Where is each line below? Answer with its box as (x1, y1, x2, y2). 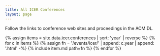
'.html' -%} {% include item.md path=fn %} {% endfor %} (5, 45, 122, 51)
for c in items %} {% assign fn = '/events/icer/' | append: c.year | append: (5, 40, 154, 46)
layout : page (5, 12, 32, 17)
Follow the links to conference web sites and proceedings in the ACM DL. (5, 25, 154, 31)
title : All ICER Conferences (5, 7, 65, 12)
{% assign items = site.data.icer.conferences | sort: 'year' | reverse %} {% (5, 35, 156, 41)
